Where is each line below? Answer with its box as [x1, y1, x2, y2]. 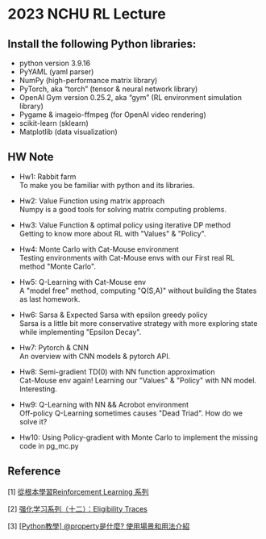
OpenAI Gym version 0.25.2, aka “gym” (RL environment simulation [19, 93, 243, 102]
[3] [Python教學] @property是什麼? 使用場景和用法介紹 [7, 521, 190, 531]
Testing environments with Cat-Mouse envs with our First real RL [19, 253, 235, 262]
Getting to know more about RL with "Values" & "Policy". [19, 228, 206, 238]
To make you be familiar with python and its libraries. [19, 180, 195, 190]
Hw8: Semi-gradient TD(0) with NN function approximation [19, 366, 215, 376]
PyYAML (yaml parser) [19, 67, 94, 77]
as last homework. [19, 294, 81, 303]
